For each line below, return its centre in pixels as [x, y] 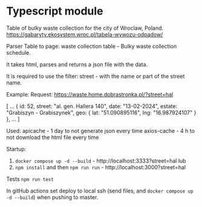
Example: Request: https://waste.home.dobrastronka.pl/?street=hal [90, 94]
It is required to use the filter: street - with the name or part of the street [96, 76]
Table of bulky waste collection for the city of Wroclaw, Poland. [85, 28]
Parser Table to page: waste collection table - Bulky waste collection [92, 46]
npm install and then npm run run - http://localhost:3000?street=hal [100, 167]
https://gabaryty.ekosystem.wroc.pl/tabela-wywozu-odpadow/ [85, 34]
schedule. [19, 52]
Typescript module [55, 11]
